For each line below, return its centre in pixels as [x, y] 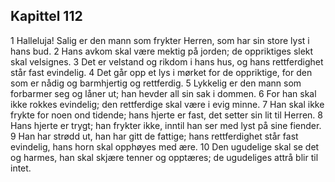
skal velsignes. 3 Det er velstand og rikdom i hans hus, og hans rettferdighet [167, 61]
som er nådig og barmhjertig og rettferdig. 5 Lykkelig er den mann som [156, 83]
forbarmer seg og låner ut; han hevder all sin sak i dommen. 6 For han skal [163, 93]
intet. [21, 168]
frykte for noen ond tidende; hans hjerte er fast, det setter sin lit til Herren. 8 [166, 115]
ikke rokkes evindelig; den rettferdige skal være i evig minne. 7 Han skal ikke [167, 104]
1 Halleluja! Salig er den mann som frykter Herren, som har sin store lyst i [160, 40]
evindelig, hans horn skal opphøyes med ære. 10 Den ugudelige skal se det [165, 146]
